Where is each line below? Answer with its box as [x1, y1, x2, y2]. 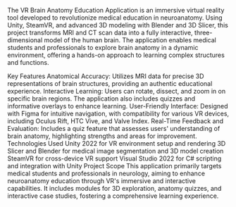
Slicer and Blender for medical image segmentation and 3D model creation [7, 147, 224, 155]
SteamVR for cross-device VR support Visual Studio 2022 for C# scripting [7, 154, 222, 163]
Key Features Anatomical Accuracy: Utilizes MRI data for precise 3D [7, 72, 204, 80]
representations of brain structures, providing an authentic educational [7, 80, 213, 87]
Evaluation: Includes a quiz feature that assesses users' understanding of [7, 125, 221, 132]
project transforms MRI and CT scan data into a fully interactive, [7, 28, 193, 37]
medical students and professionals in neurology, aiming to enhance [7, 169, 206, 177]
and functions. [7, 58, 49, 66]
